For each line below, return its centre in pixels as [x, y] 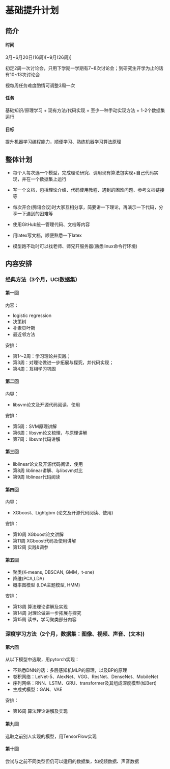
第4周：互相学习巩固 [34, 369]
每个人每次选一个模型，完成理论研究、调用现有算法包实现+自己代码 [83, 173]
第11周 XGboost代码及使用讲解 [44, 541]
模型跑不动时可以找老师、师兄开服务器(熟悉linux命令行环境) [75, 246]
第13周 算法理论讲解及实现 [40, 607]
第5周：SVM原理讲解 [35, 426]
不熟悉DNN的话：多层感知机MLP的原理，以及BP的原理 [70, 670]
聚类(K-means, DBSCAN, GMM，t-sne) [53, 572]
